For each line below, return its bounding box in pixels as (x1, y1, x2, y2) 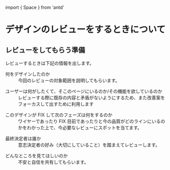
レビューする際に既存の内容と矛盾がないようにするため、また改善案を (18, 94, 165, 101)
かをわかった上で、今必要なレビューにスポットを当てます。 (18, 125, 143, 131)
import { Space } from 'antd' (5, 5, 65, 10)
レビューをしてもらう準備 (5, 45, 86, 54)
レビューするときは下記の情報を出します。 (5, 60, 94, 66)
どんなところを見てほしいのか (5, 153, 68, 159)
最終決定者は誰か (5, 135, 41, 141)
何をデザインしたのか (5, 71, 50, 77)
